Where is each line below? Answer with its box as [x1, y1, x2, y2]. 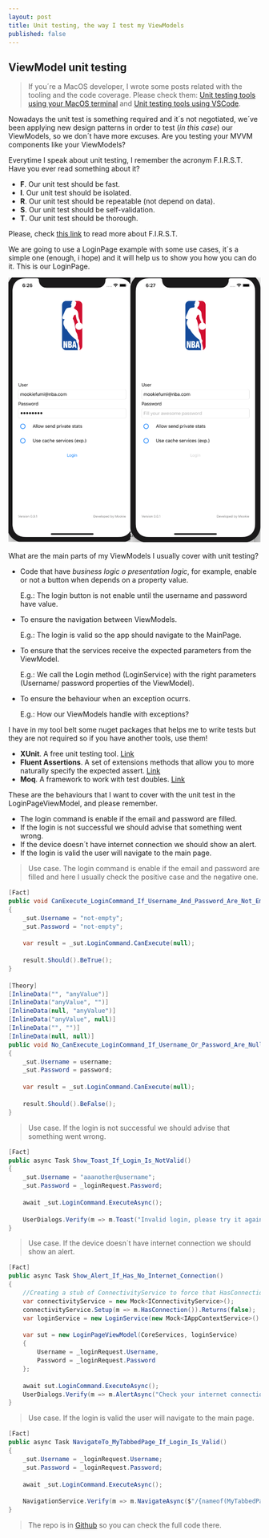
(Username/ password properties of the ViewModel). [19, 678, 195, 688]
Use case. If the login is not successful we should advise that [27, 1123, 231, 1132]
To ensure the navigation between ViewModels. [19, 615, 178, 624]
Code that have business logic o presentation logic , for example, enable [19, 567, 258, 576]
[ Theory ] [8, 982, 38, 990]
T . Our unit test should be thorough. [19, 213, 139, 224]
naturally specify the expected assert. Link [19, 766, 161, 776]
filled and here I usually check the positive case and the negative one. [27, 872, 259, 882]
